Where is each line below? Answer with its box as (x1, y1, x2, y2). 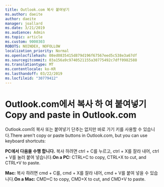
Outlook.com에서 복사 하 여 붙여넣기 (5, 98, 147, 110)
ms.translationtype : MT (5, 62, 54, 67)
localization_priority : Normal (5, 48, 69, 53)
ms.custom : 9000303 (5, 39, 45, 44)
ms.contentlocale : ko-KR (5, 67, 56, 72)
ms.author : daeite (5, 12, 43, 17)
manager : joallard (5, 21, 43, 26)
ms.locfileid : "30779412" (5, 76, 58, 81)
